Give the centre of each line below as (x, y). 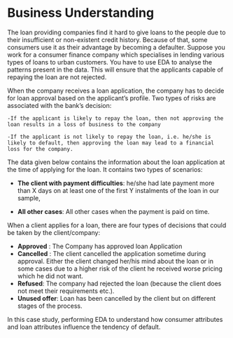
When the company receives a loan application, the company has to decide (116, 90)
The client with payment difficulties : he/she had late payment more (116, 183)
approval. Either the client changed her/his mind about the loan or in (115, 261)
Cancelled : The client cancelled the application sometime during (112, 253)
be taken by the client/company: (54, 232)
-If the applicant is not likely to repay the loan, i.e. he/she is (109, 137)
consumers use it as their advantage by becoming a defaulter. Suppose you (116, 47)
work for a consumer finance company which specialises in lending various (116, 55)
